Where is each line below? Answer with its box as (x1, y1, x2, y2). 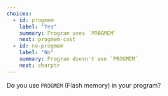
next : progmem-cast (19, 36, 76, 43)
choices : (6, 10, 32, 17)
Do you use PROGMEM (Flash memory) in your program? (6, 81, 162, 89)
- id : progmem (13, 17, 54, 24)
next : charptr (19, 62, 60, 69)
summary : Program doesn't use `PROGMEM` (19, 56, 139, 63)
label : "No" (19, 49, 54, 56)
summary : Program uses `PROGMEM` (19, 29, 117, 37)
